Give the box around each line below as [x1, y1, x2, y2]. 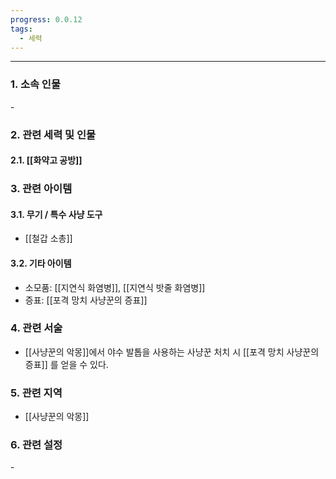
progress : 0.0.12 [10, 14, 83, 25]
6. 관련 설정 [10, 438, 63, 452]
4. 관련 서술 [10, 321, 63, 335]
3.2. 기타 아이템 [10, 257, 72, 269]
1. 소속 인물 [10, 77, 61, 91]
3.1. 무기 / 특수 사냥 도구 [10, 208, 103, 220]
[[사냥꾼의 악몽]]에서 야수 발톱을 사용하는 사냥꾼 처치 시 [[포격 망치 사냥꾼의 [24, 346, 320, 358]
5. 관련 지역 [10, 386, 63, 400]
